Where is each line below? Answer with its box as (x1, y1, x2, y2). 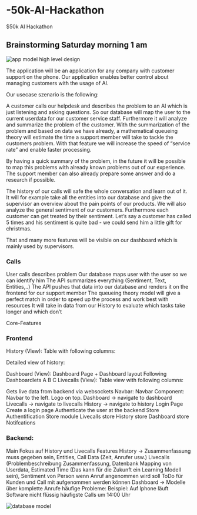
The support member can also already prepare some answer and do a (6, 170, 176, 177)
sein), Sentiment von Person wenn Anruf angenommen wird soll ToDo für (6, 472, 183, 479)
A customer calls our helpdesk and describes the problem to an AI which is (6, 102, 188, 109)
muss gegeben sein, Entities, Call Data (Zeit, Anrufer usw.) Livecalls (6, 453, 170, 460)
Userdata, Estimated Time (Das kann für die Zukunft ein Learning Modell (6, 466, 181, 473)
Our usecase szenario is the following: (6, 91, 99, 98)
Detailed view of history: (6, 359, 65, 366)
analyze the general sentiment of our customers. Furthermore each (6, 206, 169, 213)
